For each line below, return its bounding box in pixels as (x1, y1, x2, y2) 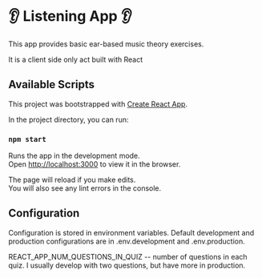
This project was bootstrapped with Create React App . (8, 99, 188, 109)
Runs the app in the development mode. (8, 151, 140, 161)
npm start (8, 135, 46, 143)
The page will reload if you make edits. (8, 175, 136, 185)
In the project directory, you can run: (8, 115, 129, 124)
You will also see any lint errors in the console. (8, 183, 162, 193)
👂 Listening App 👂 (8, 7, 132, 26)
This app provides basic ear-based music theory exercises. (8, 38, 204, 49)
